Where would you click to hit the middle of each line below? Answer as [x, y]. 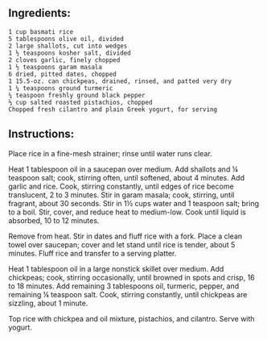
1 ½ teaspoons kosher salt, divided [70, 53]
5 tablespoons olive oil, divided [66, 39]
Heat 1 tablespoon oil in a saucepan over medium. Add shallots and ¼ [123, 169]
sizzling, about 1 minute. [48, 303]
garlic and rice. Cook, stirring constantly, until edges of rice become [121, 186]
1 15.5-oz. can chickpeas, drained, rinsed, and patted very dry [120, 81]
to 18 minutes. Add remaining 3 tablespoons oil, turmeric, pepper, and [124, 286]
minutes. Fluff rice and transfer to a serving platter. [92, 253]
